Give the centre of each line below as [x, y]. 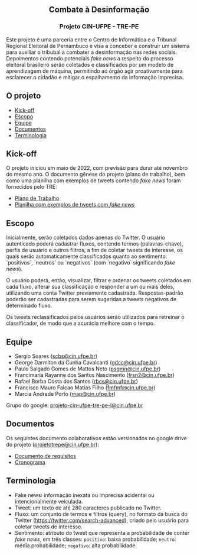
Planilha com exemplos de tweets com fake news [75, 205]
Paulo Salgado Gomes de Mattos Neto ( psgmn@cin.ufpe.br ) [88, 369]
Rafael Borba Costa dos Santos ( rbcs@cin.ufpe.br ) [76, 381]
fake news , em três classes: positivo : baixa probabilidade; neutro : [95, 539]
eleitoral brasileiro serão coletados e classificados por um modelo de [90, 64]
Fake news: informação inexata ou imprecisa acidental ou [84, 495]
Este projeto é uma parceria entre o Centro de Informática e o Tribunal [91, 39]
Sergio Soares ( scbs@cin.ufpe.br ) [56, 356]
